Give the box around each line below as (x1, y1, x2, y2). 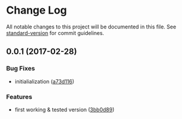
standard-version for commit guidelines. (6, 29, 104, 36)
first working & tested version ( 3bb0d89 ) (14, 106, 114, 113)
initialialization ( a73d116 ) (14, 78, 75, 85)
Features (6, 92, 33, 101)
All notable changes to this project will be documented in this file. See (6, 23, 177, 30)
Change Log (6, 4, 67, 17)
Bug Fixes (6, 65, 36, 73)
